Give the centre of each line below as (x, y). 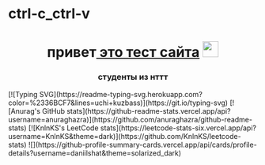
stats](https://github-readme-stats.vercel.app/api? (149, 111)
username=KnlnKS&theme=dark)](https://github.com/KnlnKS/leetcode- (125, 136)
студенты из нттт (133, 77)
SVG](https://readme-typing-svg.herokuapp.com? (121, 94)
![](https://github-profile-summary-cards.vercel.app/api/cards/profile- (142, 144)
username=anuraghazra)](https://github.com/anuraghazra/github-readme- (131, 119)
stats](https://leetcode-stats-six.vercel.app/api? (178, 128)
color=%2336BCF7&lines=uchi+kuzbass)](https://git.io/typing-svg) (118, 103)
